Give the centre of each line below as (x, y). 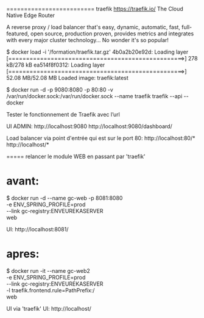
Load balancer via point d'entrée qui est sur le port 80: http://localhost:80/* (101, 138)
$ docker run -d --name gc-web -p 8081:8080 (65, 198)
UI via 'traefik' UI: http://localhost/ (49, 308)
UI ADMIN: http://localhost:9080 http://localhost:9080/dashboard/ (89, 126)
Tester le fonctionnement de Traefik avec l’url (63, 114)
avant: (23, 181)
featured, (18, 34)
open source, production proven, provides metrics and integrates (112, 34)
